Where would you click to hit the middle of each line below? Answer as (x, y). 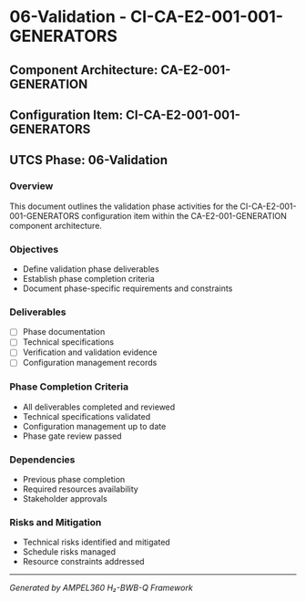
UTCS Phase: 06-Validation (89, 160)
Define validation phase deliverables (91, 269)
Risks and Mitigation (56, 523)
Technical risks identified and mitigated (96, 542)
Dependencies (42, 460)
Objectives (34, 249)
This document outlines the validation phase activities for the (124, 206)
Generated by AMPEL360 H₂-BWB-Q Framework (101, 588)
